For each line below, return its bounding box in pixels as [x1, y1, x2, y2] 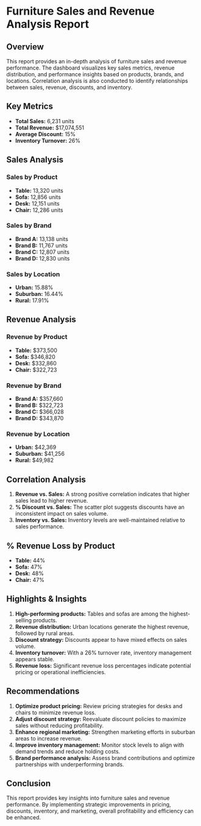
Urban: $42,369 [15, 444, 57, 451]
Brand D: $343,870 [15, 415, 64, 422]
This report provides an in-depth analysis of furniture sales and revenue [6, 58, 187, 65]
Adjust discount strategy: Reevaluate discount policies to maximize [15, 715, 186, 722]
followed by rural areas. [15, 630, 75, 637]
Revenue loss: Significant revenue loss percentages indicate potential [15, 662, 191, 669]
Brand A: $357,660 [15, 395, 63, 403]
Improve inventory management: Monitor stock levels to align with [15, 741, 185, 749]
